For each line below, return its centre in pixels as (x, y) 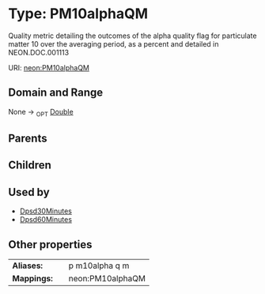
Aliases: (28, 266)
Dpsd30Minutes (46, 211)
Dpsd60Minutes (46, 220)
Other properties (50, 245)
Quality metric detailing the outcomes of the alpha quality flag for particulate (132, 36)
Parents (28, 138)
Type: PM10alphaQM (78, 14)
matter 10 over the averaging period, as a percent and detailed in (114, 43)
